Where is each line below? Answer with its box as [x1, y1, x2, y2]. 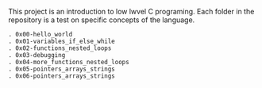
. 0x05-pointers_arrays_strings [8, 65, 115, 73]
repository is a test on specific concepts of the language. [8, 15, 195, 25]
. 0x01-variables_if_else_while [8, 37, 115, 45]
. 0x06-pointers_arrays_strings [8, 72, 115, 80]
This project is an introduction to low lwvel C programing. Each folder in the [8, 7, 255, 16]
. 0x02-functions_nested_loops [8, 44, 112, 52]
